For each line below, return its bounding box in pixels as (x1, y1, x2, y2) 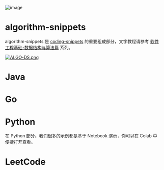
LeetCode (5, 156, 46, 168)
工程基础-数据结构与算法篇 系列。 (5, 44, 73, 50)
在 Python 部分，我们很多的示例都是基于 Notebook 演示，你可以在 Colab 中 (5, 133, 158, 139)
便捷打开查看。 (5, 139, 35, 145)
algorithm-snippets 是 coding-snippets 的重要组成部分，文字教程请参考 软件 (5, 38, 159, 44)
